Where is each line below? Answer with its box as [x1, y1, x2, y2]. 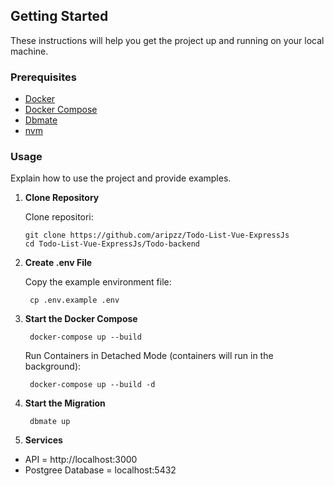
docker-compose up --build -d [29, 380, 156, 390]
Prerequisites [10, 70, 77, 84]
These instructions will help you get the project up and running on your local [10, 34, 325, 46]
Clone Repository [24, 192, 100, 204]
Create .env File [24, 257, 93, 269]
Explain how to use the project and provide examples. [10, 172, 232, 184]
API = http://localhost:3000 [24, 454, 138, 466]
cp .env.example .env [29, 295, 120, 306]
